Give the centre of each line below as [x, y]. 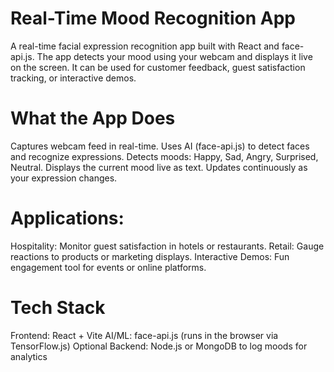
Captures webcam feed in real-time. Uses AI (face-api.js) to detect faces [160, 146]
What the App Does [93, 118]
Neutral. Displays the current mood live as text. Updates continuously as [159, 167]
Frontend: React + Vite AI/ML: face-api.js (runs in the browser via [144, 335]
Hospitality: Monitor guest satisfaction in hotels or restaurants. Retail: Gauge [167, 246]
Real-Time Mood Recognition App [153, 18]
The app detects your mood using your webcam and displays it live [174, 56]
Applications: [67, 218]
